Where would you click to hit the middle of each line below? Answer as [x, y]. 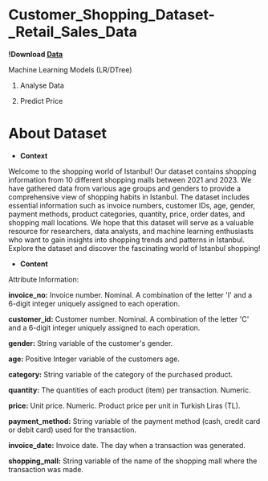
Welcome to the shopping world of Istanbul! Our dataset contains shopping [132, 171]
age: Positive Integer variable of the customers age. [94, 359]
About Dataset [57, 134]
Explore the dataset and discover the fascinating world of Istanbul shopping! [134, 248]
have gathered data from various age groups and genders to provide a [124, 188]
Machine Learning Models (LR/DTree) [70, 69]
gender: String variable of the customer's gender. [91, 343]
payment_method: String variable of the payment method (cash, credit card [134, 421]
